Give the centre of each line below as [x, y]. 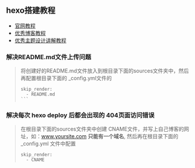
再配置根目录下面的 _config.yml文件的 [66, 78]
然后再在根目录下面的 [152, 136]
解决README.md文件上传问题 [49, 57]
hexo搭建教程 [31, 11]
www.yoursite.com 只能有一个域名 [83, 136]
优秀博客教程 [30, 33]
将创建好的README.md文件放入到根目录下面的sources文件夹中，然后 [105, 71]
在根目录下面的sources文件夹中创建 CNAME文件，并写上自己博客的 [102, 129]
